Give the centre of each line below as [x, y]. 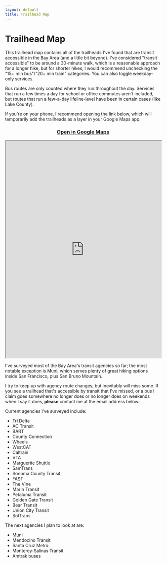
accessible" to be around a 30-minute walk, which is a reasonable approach [83, 63]
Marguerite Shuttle [31, 463]
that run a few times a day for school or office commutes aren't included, [79, 94]
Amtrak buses [26, 556]
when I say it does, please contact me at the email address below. [72, 401]
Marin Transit [26, 489]
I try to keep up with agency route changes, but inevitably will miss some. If [82, 385]
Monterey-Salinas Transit [38, 551]
